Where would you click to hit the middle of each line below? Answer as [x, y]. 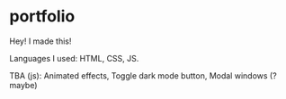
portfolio [42, 16]
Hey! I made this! [40, 41]
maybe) [23, 85]
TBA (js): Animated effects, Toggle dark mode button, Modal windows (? [143, 75]
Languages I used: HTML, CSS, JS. [74, 58]
